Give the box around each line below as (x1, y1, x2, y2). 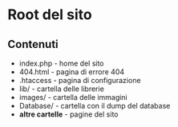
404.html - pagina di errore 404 (18, 67, 125, 77)
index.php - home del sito (18, 58, 105, 68)
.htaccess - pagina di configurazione (18, 76, 141, 85)
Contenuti (7, 38, 59, 51)
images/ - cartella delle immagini (18, 93, 127, 101)
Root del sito (7, 6, 93, 24)
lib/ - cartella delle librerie (18, 84, 105, 93)
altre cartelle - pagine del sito (18, 109, 119, 119)
